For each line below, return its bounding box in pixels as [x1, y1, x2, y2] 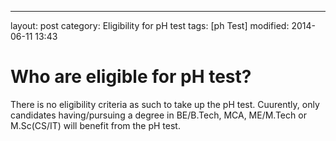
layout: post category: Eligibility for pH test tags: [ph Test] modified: [10, 20, 290, 31]
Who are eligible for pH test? [10, 66, 252, 88]
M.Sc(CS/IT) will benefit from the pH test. [10, 119, 181, 131]
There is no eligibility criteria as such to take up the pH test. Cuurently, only [10, 98, 320, 110]
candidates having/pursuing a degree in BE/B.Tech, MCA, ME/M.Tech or [10, 109, 307, 121]
